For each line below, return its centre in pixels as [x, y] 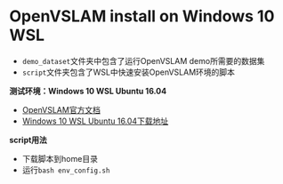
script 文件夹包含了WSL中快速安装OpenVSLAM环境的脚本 [129, 72]
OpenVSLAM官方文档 [61, 109]
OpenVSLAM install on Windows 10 [142, 16]
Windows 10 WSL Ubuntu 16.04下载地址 [95, 121]
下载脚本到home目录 [60, 158]
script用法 [28, 140]
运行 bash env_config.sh [66, 170]
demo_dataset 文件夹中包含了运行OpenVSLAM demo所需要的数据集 [143, 60]
